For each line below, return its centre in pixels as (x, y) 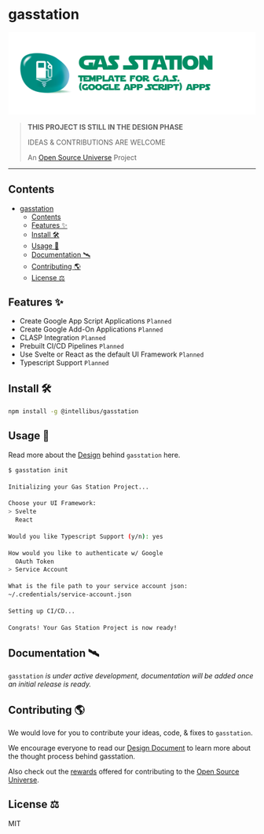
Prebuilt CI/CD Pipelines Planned (71, 346)
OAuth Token (35, 561)
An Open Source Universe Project (82, 157)
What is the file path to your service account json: (98, 587)
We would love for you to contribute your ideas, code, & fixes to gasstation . (130, 733)
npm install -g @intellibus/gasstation (73, 412)
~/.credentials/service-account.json (70, 594)
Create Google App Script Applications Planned (95, 321)
